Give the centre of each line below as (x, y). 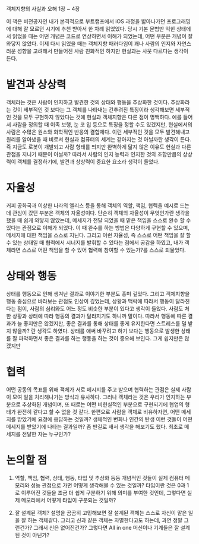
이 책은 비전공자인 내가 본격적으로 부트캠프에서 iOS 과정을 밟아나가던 (86, 21)
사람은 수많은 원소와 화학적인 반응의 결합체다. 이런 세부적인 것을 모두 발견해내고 (98, 132)
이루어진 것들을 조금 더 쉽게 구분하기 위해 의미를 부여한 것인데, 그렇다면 (103, 492)
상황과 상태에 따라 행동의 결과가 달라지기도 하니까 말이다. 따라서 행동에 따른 (99, 316)
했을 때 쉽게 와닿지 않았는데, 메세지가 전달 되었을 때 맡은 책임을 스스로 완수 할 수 (99, 220)
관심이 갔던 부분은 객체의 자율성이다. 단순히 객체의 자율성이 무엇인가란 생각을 (101, 213)
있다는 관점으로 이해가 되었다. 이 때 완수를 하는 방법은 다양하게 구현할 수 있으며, (98, 227)
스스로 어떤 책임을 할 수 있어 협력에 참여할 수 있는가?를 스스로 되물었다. (104, 250)
